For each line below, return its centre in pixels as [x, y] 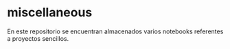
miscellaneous [50, 13]
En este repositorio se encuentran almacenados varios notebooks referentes [115, 31]
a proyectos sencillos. [38, 38]
